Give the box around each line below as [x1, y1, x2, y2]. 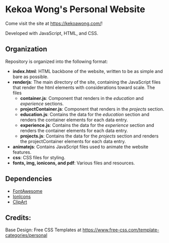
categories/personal [5, 232, 48, 238]
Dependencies [5, 175, 52, 183]
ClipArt [12, 199, 27, 205]
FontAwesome [12, 188, 43, 194]
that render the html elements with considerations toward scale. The [12, 84, 155, 90]
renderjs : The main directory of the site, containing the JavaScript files [12, 79, 161, 85]
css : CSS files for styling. [12, 154, 66, 160]
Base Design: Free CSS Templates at [5, 227, 82, 233]
